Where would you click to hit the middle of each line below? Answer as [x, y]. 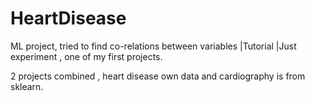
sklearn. [27, 86]
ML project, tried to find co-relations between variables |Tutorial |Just [153, 46]
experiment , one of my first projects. [86, 56]
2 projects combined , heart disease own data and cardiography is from [158, 76]
